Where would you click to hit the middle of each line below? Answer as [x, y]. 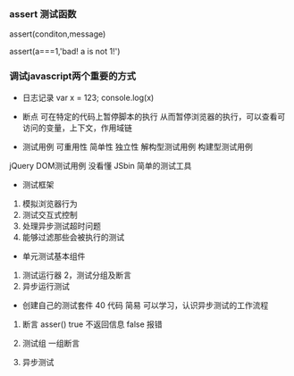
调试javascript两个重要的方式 [73, 76]
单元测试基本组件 [54, 255]
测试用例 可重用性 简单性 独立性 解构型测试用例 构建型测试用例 [137, 146]
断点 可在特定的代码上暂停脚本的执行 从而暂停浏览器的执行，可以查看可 [154, 116]
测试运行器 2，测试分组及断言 [77, 275]
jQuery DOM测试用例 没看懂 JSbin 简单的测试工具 [101, 165]
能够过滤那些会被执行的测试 [73, 237]
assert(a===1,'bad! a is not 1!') [65, 52]
